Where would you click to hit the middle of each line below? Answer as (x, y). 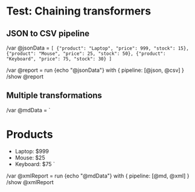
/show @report (25, 76)
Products (30, 135)
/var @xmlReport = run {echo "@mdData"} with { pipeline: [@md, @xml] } (98, 176)
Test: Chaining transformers (79, 11)
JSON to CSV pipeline (48, 34)
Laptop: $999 (32, 151)
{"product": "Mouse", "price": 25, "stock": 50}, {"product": (86, 54)
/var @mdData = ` (28, 110)
